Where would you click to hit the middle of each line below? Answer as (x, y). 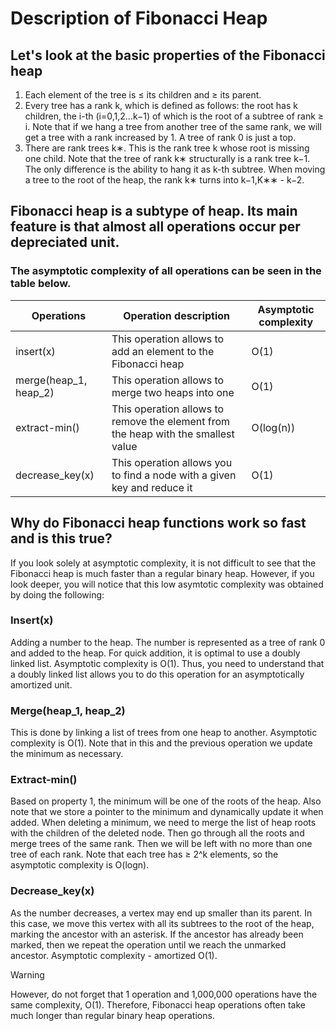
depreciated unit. (65, 242)
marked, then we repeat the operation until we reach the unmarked (148, 944)
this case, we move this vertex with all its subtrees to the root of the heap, (162, 923)
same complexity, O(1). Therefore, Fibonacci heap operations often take (158, 1004)
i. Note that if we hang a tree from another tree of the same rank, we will (173, 126)
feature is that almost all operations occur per (155, 227)
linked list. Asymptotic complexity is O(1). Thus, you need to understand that (167, 663)
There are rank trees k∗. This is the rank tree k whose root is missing (167, 148)
